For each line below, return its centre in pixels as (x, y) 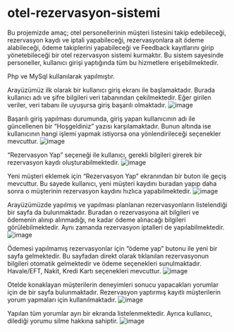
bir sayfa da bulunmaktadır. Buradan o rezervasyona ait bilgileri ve (103, 212)
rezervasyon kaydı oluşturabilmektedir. (63, 162)
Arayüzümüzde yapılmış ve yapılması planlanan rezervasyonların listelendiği (117, 204)
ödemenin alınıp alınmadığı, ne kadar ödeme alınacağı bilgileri (97, 220)
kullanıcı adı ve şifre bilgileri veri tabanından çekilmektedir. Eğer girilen (109, 97)
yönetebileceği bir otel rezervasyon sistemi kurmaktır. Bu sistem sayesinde (116, 55)
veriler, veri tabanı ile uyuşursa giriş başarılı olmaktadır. (87, 105)
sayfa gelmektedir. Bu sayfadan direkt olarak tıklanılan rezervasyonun (108, 256)
